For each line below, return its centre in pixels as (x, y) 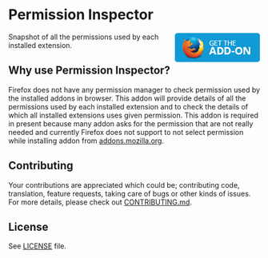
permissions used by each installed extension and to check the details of (128, 106)
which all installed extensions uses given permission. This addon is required (133, 115)
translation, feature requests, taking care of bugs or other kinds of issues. (130, 193)
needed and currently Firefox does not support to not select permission (126, 132)
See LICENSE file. (37, 246)
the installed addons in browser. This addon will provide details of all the (127, 98)
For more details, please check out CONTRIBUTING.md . (100, 202)
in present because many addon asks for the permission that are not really (131, 123)
